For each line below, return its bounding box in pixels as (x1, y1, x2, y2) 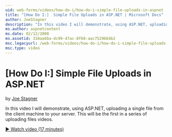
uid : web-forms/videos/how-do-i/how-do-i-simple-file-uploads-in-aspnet (5, 7, 164, 13)
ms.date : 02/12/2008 (5, 31, 50, 36)
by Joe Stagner (5, 95, 38, 101)
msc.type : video (5, 45, 40, 51)
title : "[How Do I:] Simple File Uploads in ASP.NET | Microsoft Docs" (5, 12, 164, 17)
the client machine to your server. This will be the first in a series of (5, 110, 147, 117)
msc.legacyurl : (5, 41, 38, 46)
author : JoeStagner (5, 17, 47, 22)
